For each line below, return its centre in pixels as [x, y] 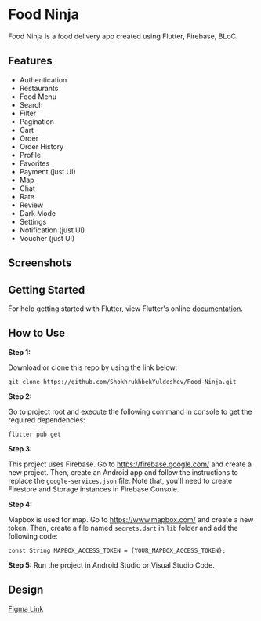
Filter [28, 113]
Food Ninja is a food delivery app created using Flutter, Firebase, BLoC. [123, 36]
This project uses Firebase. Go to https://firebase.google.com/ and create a [130, 464]
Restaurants [39, 88]
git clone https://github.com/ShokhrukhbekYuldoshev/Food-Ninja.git [122, 382]
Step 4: [20, 504]
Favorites [34, 163]
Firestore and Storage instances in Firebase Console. [94, 489]
